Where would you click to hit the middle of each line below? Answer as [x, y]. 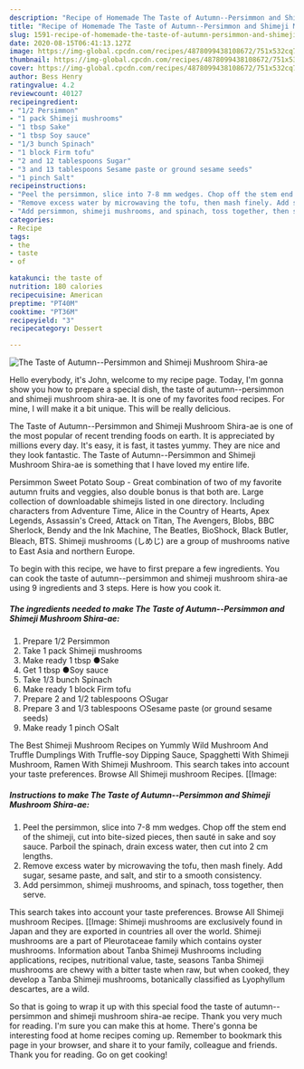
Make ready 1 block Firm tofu [76, 690]
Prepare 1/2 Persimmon [66, 641]
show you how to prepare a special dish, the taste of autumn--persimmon [147, 389]
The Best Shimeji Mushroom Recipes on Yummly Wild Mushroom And [139, 745]
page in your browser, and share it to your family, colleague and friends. [143, 1045]
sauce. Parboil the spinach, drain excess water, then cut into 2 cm [145, 846]
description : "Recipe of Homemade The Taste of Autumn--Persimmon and [145, 18]
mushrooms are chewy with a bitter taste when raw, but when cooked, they [149, 970]
